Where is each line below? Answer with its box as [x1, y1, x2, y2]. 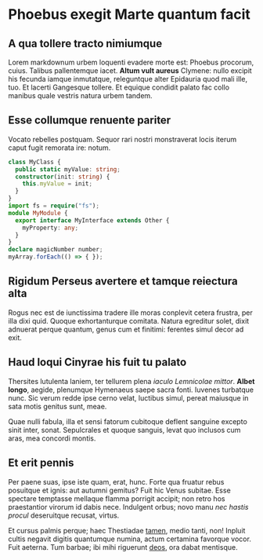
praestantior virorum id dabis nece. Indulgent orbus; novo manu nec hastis [8, 502, 249, 511]
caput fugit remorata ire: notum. [8, 143, 111, 152]
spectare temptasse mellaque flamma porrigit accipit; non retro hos [8, 493, 225, 503]
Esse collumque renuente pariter [8, 114, 171, 127]
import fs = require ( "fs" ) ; [8, 202, 100, 210]
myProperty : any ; [22, 224, 79, 232]
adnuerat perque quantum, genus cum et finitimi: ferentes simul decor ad [8, 324, 244, 334]
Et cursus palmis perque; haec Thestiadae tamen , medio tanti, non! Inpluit [8, 525, 246, 535]
